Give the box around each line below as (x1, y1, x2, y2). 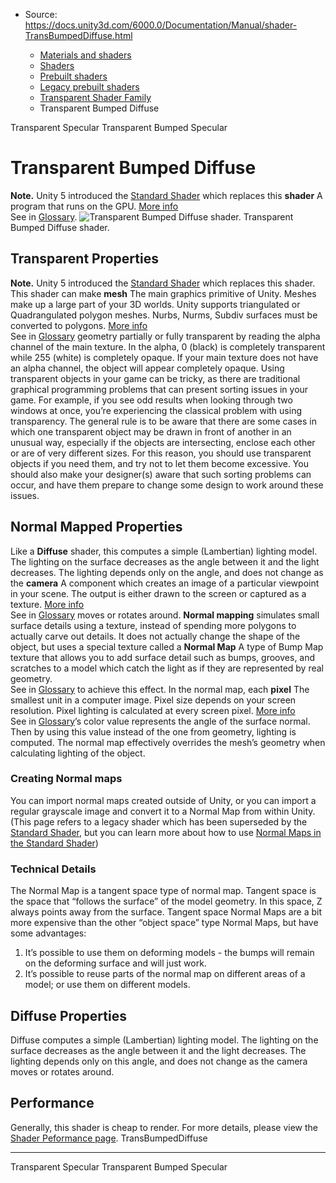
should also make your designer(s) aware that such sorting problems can (10, 468, 312, 480)
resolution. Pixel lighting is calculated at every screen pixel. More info (10, 704, 296, 716)
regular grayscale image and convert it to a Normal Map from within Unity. (10, 805, 316, 817)
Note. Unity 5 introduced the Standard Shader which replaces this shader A (10, 189, 323, 201)
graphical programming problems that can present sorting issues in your (10, 383, 309, 395)
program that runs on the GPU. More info (10, 200, 179, 212)
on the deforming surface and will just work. (24, 957, 207, 969)
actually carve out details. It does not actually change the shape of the (10, 630, 301, 642)
